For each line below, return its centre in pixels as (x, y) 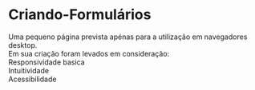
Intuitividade (29, 70)
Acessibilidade (32, 79)
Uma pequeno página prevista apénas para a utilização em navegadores (128, 37)
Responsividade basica (47, 62)
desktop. (23, 45)
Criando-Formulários (80, 15)
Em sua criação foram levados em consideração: (89, 53)
